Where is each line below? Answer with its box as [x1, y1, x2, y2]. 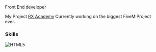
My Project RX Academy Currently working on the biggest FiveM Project [5, 14, 151, 19]
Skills [5, 31, 19, 37]
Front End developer [5, 4, 47, 10]
